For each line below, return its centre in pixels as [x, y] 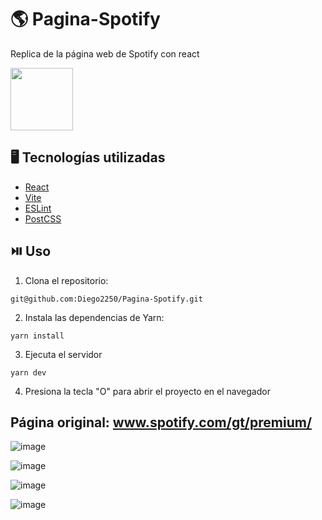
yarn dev [28, 372]
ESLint [38, 208]
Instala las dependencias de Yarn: [94, 317]
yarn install [37, 336]
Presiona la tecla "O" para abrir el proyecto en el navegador [147, 391]
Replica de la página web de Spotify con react [105, 53]
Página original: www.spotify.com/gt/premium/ [161, 422]
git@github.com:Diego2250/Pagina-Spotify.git [106, 299]
